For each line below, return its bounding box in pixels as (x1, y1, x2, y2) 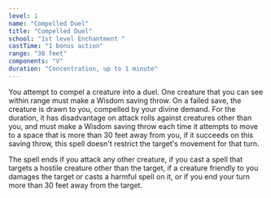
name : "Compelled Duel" (8, 19, 90, 28)
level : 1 (8, 11, 38, 20)
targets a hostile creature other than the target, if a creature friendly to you (8, 163, 259, 173)
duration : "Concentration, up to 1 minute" (8, 65, 159, 73)
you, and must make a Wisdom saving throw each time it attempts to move (8, 121, 259, 131)
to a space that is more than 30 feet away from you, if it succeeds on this (8, 130, 254, 140)
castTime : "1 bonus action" (8, 42, 104, 50)
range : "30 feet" (8, 49, 68, 58)
